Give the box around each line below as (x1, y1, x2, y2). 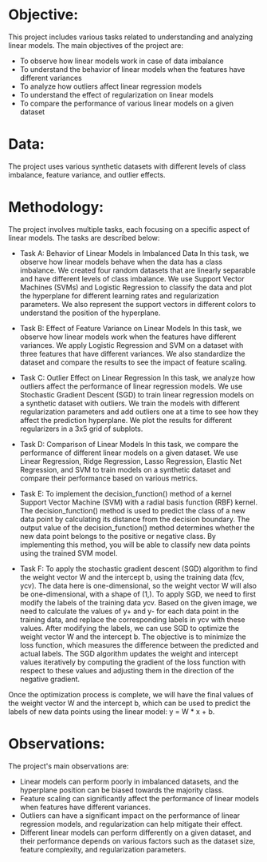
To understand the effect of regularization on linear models (19, 90, 214, 99)
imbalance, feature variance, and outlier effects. (8, 170, 166, 179)
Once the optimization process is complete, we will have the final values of (8, 689, 253, 699)
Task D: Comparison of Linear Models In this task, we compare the (19, 439, 239, 449)
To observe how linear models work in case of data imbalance (19, 56, 225, 66)
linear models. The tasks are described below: (8, 233, 160, 242)
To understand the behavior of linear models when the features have (19, 64, 245, 74)
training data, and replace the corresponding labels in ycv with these (19, 614, 245, 625)
